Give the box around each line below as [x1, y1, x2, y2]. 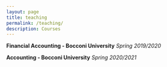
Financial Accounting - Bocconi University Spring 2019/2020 [6, 42, 162, 49]
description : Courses [6, 25, 61, 32]
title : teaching [6, 14, 47, 21]
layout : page [6, 8, 39, 15]
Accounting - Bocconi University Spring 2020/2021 [6, 54, 137, 61]
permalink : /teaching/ [6, 20, 64, 26]
